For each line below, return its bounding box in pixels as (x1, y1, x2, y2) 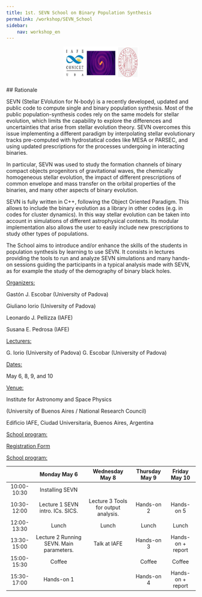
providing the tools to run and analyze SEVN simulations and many (6, 255, 171, 262)
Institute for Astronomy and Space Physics (6, 396, 112, 403)
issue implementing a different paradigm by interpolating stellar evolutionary (6, 130, 195, 137)
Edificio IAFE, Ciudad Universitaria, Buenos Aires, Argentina (6, 419, 154, 427)
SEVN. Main (44, 540, 74, 547)
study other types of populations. (6, 230, 89, 237)
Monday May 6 (39, 470, 78, 478)
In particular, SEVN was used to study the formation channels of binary (6, 161, 182, 168)
